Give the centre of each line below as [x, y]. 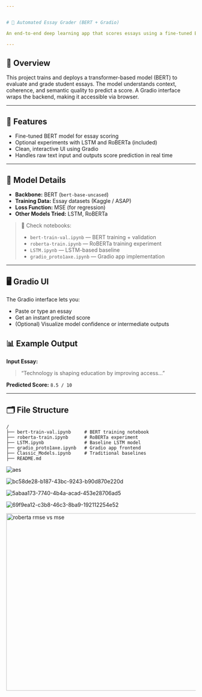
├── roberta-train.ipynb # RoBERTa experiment [72, 438]
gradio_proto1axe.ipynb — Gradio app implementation [97, 256]
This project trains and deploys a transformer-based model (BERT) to [92, 78]
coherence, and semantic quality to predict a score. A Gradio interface [93, 91]
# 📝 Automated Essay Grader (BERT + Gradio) [63, 22]
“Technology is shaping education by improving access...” [93, 373]
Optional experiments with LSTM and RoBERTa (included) [86, 143]
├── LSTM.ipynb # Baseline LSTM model [74, 443]
